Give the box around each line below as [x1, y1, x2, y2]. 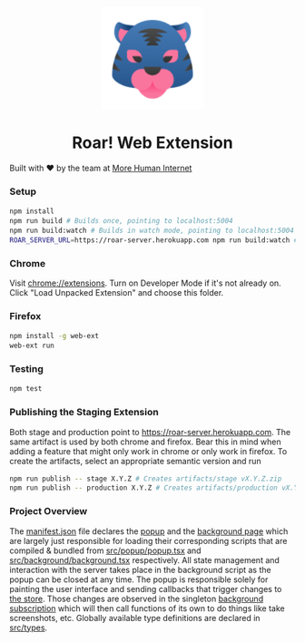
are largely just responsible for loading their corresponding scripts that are [9, 535, 288, 546]
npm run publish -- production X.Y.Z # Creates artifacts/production [9, 483, 279, 492]
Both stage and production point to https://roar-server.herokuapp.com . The [9, 426, 291, 437]
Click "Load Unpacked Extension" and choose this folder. [9, 287, 224, 298]
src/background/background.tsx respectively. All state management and [9, 554, 280, 565]
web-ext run [9, 341, 54, 351]
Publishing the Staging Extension [9, 406, 159, 419]
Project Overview [9, 505, 88, 518]
